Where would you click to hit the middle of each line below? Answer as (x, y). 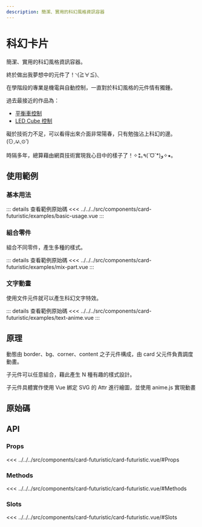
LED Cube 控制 (34, 121)
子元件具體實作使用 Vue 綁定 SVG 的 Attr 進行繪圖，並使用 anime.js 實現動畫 (101, 387)
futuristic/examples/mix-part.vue (47, 267)
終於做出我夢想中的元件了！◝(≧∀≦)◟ (53, 75)
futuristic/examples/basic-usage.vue (52, 216)
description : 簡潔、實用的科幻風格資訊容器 (55, 12)
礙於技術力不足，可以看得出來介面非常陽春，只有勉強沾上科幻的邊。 (91, 133)
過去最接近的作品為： (33, 100)
